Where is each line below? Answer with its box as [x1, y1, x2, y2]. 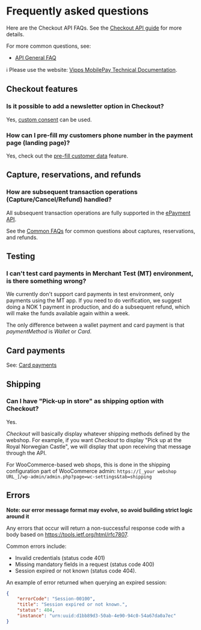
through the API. [6, 449, 47, 457]
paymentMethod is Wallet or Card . [6, 328, 92, 335]
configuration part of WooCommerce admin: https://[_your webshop [6, 467, 177, 475]
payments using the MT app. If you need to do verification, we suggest [6, 297, 182, 304]
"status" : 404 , [17, 607, 55, 614]
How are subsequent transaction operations [6, 188, 138, 196]
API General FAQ [14, 54, 57, 61]
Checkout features [6, 84, 78, 94]
